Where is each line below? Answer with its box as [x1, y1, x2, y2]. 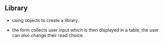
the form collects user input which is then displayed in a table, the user [12, 27, 159, 33]
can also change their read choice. [12, 32, 84, 38]
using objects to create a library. [12, 17, 79, 23]
